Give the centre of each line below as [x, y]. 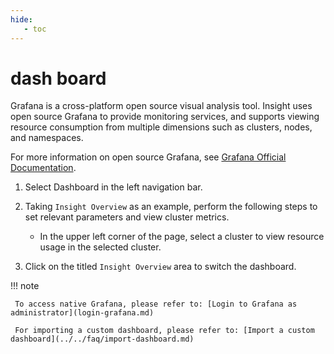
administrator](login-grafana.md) [82, 313]
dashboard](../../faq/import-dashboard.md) [102, 339]
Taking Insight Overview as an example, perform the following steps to [171, 207]
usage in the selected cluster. [100, 247]
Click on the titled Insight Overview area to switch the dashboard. [160, 267]
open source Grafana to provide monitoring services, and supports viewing [165, 117]
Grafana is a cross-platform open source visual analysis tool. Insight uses [161, 106]
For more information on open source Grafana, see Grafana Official [148, 157]
